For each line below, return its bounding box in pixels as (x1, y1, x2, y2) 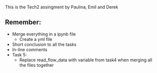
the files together (19, 62, 54, 68)
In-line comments (12, 46, 48, 53)
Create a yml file (19, 36, 52, 42)
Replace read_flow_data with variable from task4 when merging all (19, 57, 152, 63)
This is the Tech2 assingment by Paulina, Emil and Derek (5, 4, 118, 10)
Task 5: (12, 52, 27, 57)
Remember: (5, 18, 41, 26)
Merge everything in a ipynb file (12, 31, 76, 37)
